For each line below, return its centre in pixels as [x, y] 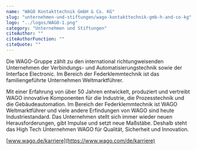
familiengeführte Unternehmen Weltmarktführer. [65, 80]
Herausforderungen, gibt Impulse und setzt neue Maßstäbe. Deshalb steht [97, 123]
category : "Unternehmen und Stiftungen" [57, 28]
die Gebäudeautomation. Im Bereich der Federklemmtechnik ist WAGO [92, 104]
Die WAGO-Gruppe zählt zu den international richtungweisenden [85, 61]
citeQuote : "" [24, 45]
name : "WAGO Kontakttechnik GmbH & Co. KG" [61, 12]
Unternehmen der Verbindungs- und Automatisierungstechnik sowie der [94, 67]
